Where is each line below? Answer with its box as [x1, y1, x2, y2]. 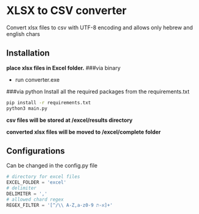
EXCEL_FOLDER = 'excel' [6, 179, 67, 186]
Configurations [6, 146, 65, 156]
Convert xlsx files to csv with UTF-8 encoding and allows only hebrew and [6, 24, 194, 31]
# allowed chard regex [6, 196, 64, 202]
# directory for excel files [6, 174, 80, 180]
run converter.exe [15, 76, 60, 83]
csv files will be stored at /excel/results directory [6, 116, 133, 124]
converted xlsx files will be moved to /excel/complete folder [6, 128, 161, 135]
